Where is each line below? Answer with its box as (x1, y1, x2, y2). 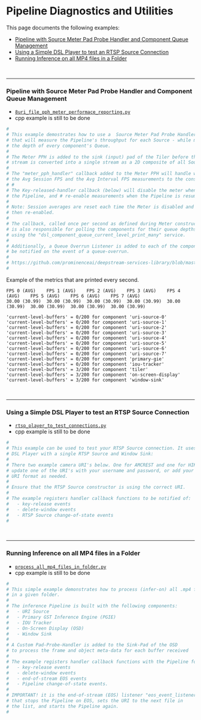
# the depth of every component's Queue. (6, 143, 111, 149)
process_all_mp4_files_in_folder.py (14, 564, 106, 570)
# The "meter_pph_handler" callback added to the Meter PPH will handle (6, 171, 191, 177)
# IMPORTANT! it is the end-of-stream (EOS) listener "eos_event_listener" (6, 692, 199, 698)
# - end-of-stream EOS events (6, 676, 87, 682)
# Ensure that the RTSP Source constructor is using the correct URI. (6, 484, 186, 490)
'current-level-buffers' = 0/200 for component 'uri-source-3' (6, 330, 167, 336)
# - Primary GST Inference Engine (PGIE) (6, 614, 117, 620)
